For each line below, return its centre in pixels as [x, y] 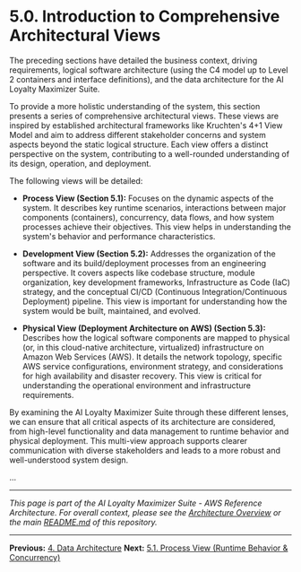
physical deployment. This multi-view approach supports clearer [129, 440]
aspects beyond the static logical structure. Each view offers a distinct [139, 144]
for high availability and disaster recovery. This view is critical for [142, 376]
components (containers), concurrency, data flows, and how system [148, 217]
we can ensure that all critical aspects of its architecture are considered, [142, 421]
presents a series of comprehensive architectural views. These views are [144, 116]
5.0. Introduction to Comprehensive [145, 17]
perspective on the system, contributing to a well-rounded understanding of [149, 153]
